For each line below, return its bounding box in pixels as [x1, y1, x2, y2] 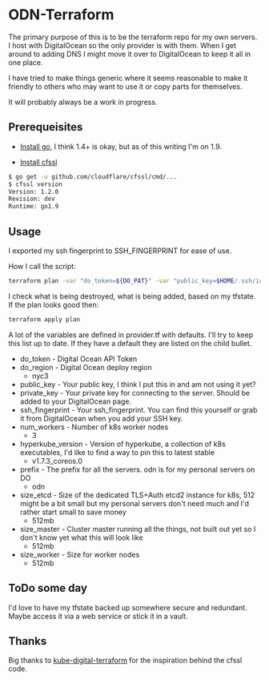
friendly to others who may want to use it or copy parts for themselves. [8, 82, 243, 91]
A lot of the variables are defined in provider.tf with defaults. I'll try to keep [8, 330, 254, 340]
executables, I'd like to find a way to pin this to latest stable [19, 447, 215, 457]
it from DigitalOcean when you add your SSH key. [19, 413, 183, 423]
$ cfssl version [8, 180, 62, 188]
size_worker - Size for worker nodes [19, 549, 140, 559]
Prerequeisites [8, 120, 83, 134]
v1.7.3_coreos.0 [31, 456, 82, 465]
